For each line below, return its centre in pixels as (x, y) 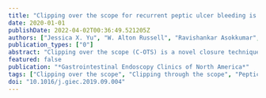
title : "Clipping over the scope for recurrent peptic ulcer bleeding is (133, 15)
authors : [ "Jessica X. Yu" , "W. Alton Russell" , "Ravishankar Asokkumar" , (134, 38)
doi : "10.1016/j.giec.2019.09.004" (67, 81)
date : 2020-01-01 (37, 23)
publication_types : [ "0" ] (51, 45)
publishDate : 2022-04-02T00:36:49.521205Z (79, 30)
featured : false (35, 60)
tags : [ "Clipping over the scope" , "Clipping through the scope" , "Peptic (134, 74)
